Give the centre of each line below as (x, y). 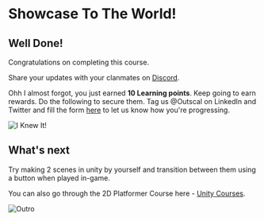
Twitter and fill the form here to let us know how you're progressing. (119, 110)
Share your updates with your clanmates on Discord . (94, 78)
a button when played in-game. (59, 178)
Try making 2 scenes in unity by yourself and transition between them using (132, 169)
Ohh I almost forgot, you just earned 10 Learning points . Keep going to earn (132, 93)
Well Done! (36, 43)
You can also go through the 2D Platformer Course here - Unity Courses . (127, 193)
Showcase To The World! (92, 14)
